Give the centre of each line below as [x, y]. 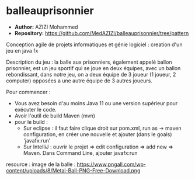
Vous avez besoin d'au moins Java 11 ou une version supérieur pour [96, 103]
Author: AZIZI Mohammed [46, 27]
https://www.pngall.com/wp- [112, 164]
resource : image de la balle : [41, 164]
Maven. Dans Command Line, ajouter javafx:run [81, 153]
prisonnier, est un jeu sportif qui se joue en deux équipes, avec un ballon [93, 68]
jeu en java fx [22, 50]
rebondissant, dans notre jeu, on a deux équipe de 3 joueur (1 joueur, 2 [91, 74]
